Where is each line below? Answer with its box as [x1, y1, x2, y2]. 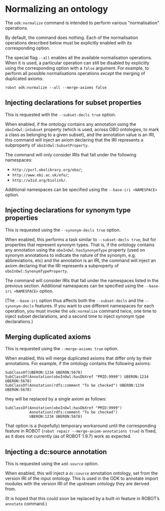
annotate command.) [5, 501, 47, 507]
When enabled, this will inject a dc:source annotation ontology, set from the [5, 470, 158, 476]
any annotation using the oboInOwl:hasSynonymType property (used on [5, 247, 145, 253]
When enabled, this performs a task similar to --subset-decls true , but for [5, 236, 157, 242]
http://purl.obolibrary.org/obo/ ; [12, 166, 82, 172]
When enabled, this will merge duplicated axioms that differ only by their [5, 355, 152, 361]
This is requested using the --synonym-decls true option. [5, 227, 121, 233]
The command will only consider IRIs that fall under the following [5, 151, 136, 157]
